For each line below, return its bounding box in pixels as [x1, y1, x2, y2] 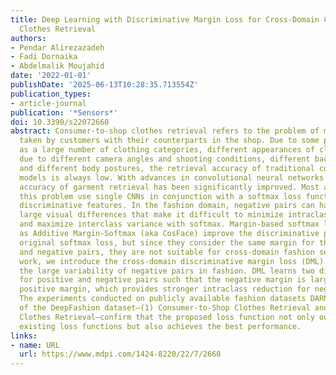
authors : [10, 33, 47, 43]
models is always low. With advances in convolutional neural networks [19, 172, 325, 183]
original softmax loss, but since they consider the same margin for [19, 237, 315, 248]
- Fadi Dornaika [10, 52, 78, 62]
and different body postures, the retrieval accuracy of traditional [19, 163, 315, 173]
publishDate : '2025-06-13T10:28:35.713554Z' [10, 80, 199, 90]
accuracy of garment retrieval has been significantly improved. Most [19, 182, 320, 192]
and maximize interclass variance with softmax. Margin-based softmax [19, 219, 320, 230]
